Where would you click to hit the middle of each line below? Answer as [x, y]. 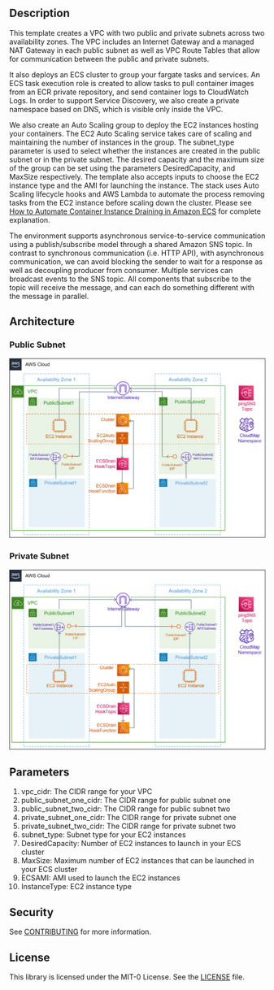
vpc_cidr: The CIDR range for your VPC [87, 792]
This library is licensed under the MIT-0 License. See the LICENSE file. [127, 977]
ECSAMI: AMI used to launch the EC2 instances [101, 878]
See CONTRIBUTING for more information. [80, 932]
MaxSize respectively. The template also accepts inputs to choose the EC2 [134, 176]
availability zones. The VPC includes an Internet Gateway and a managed [132, 41]
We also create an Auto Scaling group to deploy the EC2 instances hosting [134, 124]
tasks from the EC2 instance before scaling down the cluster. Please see [130, 202]
